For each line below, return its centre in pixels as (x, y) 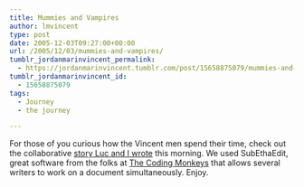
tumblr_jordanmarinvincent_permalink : (82, 60)
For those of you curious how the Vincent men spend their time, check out (148, 144)
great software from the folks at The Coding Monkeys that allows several (145, 163)
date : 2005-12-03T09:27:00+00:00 (72, 43)
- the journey (44, 110)
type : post (30, 34)
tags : (19, 93)
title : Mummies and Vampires (64, 18)
